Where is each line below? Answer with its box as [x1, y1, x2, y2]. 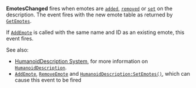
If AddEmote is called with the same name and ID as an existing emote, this [6, 29, 185, 36]
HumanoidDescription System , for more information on [14, 58, 148, 65]
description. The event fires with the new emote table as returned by [6, 11, 173, 18]
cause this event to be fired [14, 76, 81, 83]
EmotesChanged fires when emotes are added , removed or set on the [6, 5, 173, 12]
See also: [6, 46, 29, 53]
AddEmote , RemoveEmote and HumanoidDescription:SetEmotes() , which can [14, 70, 190, 77]
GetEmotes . [6, 18, 32, 24]
